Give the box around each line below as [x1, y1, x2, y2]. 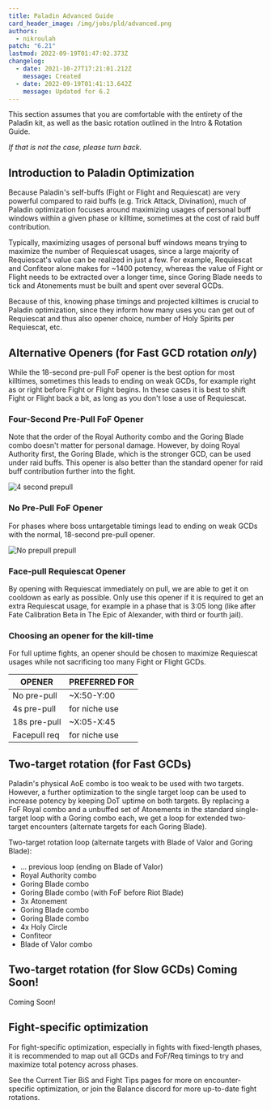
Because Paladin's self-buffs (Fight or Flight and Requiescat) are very [8, 187, 241, 197]
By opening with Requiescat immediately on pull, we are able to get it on [8, 583, 249, 593]
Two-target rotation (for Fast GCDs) [8, 757, 192, 771]
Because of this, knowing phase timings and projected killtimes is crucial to [8, 297, 259, 307]
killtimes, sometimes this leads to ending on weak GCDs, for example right [8, 376, 256, 385]
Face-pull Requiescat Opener [8, 565, 126, 577]
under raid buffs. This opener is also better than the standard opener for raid [8, 458, 264, 467]
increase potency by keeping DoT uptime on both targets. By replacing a [8, 796, 250, 806]
